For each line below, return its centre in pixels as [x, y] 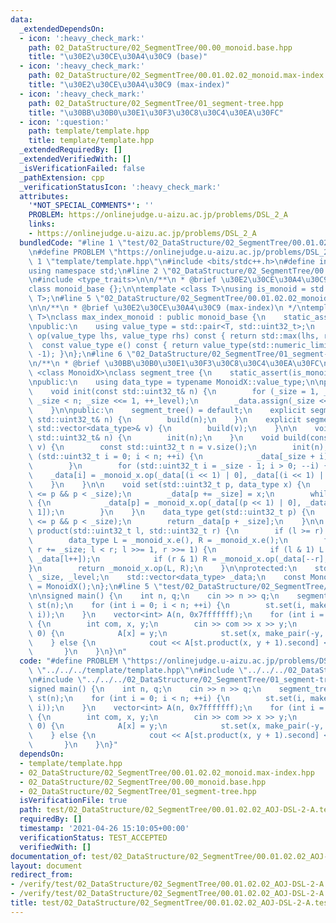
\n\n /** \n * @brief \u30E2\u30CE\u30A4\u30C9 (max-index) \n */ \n [167, 308]
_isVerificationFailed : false [82, 168]
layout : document [46, 866]
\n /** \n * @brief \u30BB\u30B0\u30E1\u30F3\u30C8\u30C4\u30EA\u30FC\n [178, 364]
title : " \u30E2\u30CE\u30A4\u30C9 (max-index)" [129, 85]
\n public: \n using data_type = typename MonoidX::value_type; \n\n [176, 382]
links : [42, 224]
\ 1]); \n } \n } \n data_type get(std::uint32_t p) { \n [171, 512]
